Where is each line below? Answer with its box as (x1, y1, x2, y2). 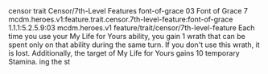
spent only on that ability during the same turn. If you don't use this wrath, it (8, 40, 260, 49)
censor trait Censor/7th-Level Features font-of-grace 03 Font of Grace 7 (8, 6, 248, 15)
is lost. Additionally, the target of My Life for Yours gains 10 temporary (8, 49, 240, 57)
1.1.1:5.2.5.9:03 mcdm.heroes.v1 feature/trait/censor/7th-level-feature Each (8, 23, 255, 33)
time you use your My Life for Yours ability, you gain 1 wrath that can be (8, 32, 245, 41)
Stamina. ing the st (8, 57, 71, 66)
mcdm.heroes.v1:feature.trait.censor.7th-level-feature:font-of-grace (8, 14, 233, 24)
